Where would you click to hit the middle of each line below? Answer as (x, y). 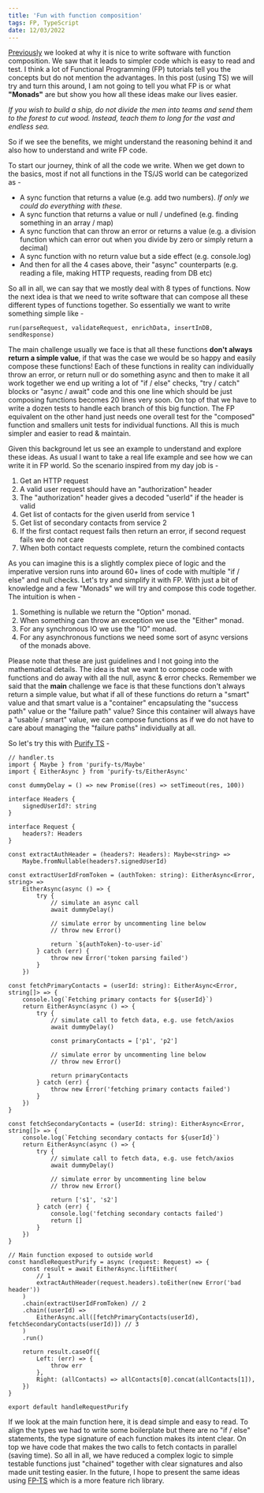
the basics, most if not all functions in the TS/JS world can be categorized (128, 174)
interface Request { (42, 827)
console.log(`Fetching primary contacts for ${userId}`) (118, 1000)
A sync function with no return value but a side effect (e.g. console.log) (135, 257)
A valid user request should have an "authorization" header (116, 490)
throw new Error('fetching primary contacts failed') (140, 1090)
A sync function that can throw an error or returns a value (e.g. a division (138, 231)
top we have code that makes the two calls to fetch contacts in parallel (123, 1447)
